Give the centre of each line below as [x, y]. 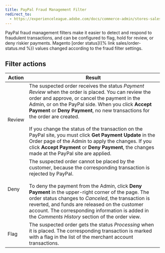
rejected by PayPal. [51, 174]
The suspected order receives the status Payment [87, 86]
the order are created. [54, 117]
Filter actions [26, 64]
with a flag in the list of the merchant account [81, 237]
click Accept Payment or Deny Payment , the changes [92, 147]
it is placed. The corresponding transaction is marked [91, 231]
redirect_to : [18, 14]
